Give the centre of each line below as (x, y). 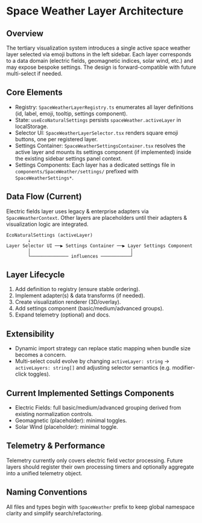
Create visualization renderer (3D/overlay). (68, 302)
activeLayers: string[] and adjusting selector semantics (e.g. (93, 368)
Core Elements (34, 93)
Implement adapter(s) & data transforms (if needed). (80, 296)
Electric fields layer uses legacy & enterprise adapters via (77, 211)
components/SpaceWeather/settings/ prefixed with (77, 171)
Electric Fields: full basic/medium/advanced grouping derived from (98, 408)
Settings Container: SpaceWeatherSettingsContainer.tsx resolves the (100, 146)
